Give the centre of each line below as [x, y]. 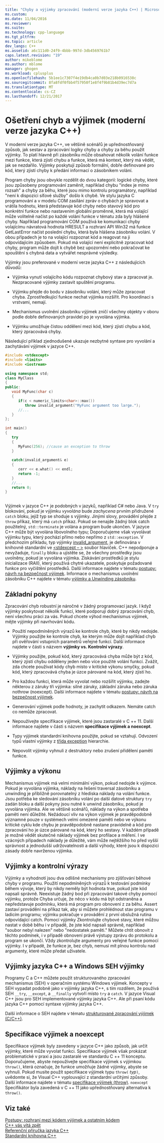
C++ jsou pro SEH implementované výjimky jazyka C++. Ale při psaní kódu [80, 999]
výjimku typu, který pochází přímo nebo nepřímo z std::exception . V [74, 537]
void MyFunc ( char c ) [32, 392]
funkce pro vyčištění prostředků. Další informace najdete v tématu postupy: [81, 569]
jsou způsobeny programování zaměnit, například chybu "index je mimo [77, 185]
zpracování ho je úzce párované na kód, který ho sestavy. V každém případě [82, 830]
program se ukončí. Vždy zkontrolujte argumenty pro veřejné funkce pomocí [82, 940]
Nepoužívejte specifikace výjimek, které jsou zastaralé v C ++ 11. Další [83, 721]
